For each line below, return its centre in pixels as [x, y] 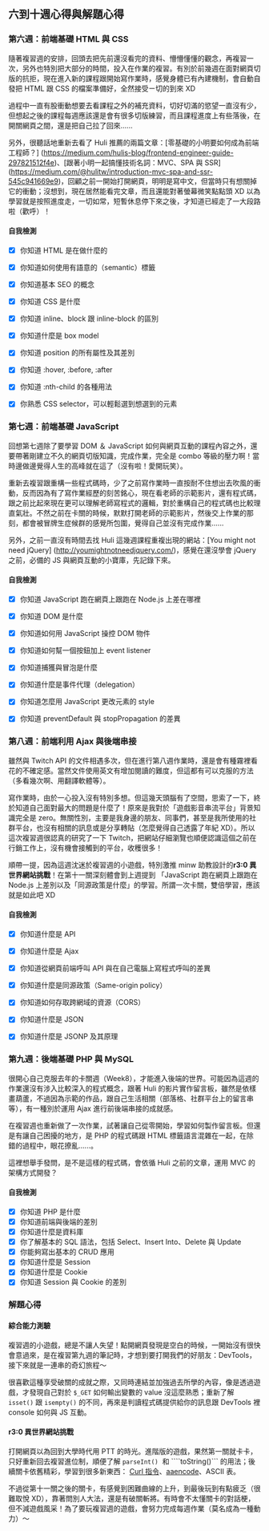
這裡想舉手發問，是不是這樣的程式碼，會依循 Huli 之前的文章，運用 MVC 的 [132, 1162]
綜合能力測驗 [29, 1325]
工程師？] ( [26, 152]
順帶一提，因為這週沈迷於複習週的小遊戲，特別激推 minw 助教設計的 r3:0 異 [132, 865]
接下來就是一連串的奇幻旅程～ [57, 1365]
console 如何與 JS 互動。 [50, 1412]
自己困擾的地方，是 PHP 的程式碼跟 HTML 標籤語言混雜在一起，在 [138, 1135]
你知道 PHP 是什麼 [50, 1211]
